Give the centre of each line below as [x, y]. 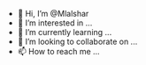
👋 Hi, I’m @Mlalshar [53, 14]
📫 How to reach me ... [58, 51]
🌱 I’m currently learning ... [65, 32]
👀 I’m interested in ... [55, 23]
